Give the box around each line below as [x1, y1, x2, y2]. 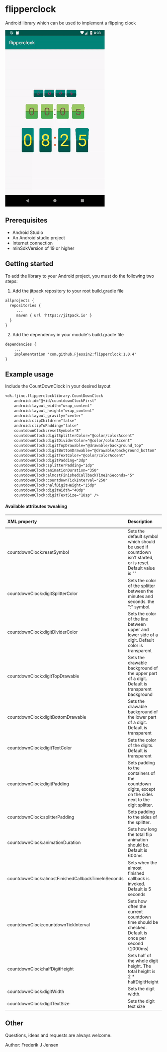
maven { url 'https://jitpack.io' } [16, 313, 92, 318]
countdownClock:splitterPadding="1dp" [14, 463, 94, 468]
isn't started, [127, 555, 154, 561]
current [127, 908, 143, 914]
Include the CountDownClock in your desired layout [5, 383, 111, 389]
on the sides [127, 791, 153, 797]
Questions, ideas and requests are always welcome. [5, 1032, 112, 1038]
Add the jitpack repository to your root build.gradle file [12, 288, 124, 294]
